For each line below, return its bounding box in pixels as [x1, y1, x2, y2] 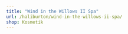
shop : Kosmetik [6, 19, 44, 25]
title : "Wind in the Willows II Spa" [6, 8, 99, 14]
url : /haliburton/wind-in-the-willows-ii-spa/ [6, 14, 123, 20]
